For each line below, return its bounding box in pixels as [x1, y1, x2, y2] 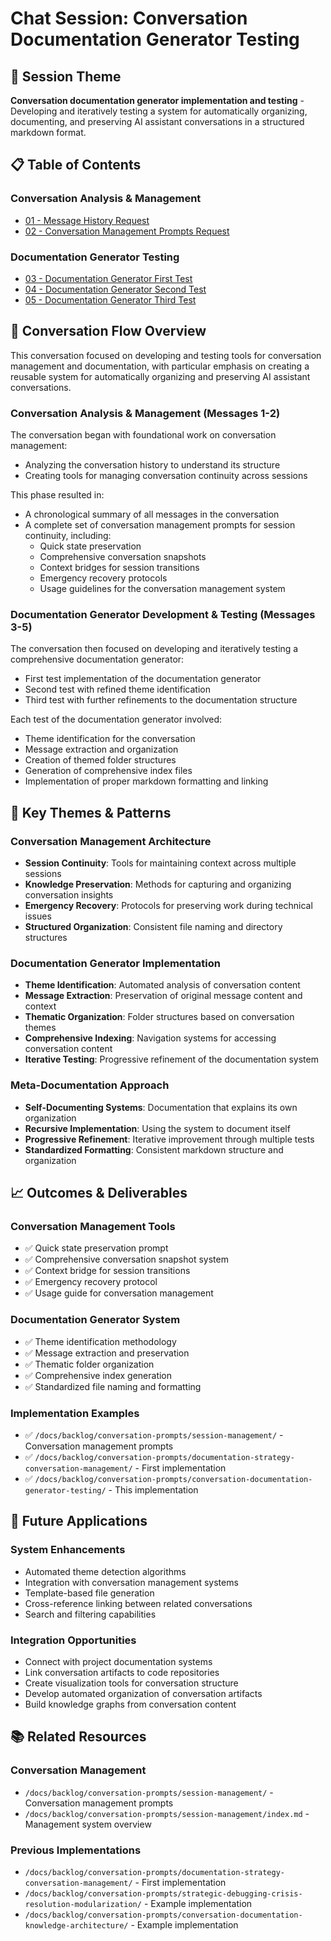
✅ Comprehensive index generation [24, 1369, 173, 1381]
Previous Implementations [10, 1843, 142, 1857]
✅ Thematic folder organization [24, 1358, 155, 1370]
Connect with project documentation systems [24, 1655, 213, 1667]
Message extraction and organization [24, 743, 179, 756]
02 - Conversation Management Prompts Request [24, 225, 230, 237]
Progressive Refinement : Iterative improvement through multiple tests [24, 1133, 315, 1145]
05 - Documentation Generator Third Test [24, 293, 197, 306]
